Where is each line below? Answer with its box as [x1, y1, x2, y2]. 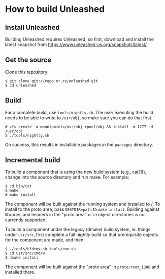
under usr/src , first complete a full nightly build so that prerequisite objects [5, 232, 159, 238]
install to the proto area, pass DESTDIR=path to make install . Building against [5, 206, 160, 212]
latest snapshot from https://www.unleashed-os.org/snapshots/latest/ [5, 42, 147, 47]
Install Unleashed [5, 23, 60, 32]
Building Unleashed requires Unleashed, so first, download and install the [5, 36, 154, 42]
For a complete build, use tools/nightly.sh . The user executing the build [5, 109, 154, 115]
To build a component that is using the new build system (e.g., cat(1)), [5, 169, 147, 175]
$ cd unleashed [5, 83, 36, 88]
